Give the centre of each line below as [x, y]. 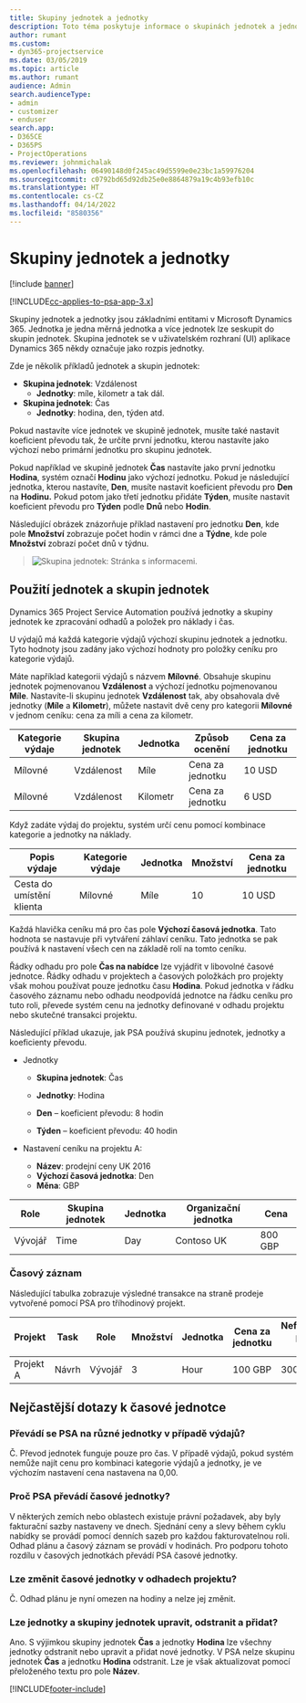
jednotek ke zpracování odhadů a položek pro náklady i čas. [122, 621]
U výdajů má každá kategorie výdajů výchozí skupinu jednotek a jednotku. [148, 639]
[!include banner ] [42, 283]
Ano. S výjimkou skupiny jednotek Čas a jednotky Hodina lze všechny [141, 1642]
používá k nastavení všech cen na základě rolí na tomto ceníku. [128, 948]
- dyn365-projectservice [56, 52]
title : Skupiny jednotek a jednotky [79, 18]
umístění [32, 895]
